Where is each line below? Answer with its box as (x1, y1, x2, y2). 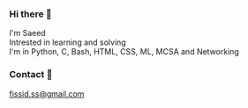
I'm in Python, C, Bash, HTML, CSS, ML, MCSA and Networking (9, 47, 240, 57)
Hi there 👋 (9, 8, 53, 20)
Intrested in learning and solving (9, 37, 126, 47)
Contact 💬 (9, 68, 53, 81)
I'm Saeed (9, 28, 46, 39)
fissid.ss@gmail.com (9, 88, 85, 99)
